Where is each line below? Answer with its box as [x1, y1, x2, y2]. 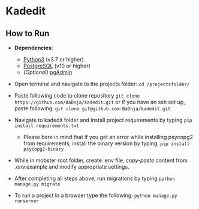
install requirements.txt [14, 123, 79, 129]
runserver [14, 198, 40, 204]
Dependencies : [14, 44, 53, 51]
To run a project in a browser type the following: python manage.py [14, 192, 177, 199]
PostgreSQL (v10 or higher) [23, 62, 91, 69]
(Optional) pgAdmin [23, 69, 73, 76]
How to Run [5, 28, 50, 39]
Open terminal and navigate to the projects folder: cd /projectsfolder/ [14, 80, 190, 87]
